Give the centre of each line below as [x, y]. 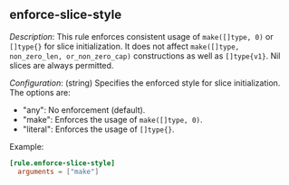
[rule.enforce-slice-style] [63, 163]
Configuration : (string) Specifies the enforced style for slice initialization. [145, 83]
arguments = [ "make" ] [58, 171]
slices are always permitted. [62, 65]
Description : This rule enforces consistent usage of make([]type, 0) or [141, 36]
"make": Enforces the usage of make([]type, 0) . [112, 119]
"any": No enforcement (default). [84, 110]
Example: [27, 146]
